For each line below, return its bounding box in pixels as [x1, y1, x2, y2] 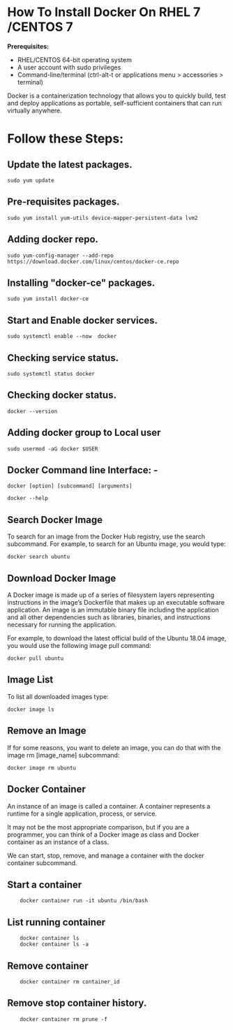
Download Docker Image [7, 572, 116, 584]
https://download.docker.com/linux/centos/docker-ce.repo [7, 258, 179, 265]
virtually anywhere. [7, 106, 63, 115]
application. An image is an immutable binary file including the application [7, 605, 219, 615]
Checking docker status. [7, 389, 117, 402]
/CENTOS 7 [7, 19, 73, 35]
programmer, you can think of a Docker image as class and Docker [7, 830, 200, 839]
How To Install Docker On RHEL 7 [7, 4, 201, 20]
